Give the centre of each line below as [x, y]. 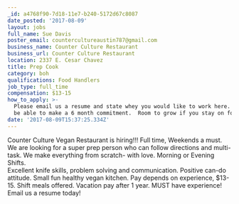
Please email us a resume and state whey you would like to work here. [122, 107]
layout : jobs [27, 27]
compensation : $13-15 [39, 93]
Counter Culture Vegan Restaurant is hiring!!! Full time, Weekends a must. [115, 140]
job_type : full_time [38, 87]
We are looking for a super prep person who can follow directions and [110, 147]
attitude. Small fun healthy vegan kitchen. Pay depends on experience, [111, 178]
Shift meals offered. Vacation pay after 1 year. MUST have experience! [119, 185]
